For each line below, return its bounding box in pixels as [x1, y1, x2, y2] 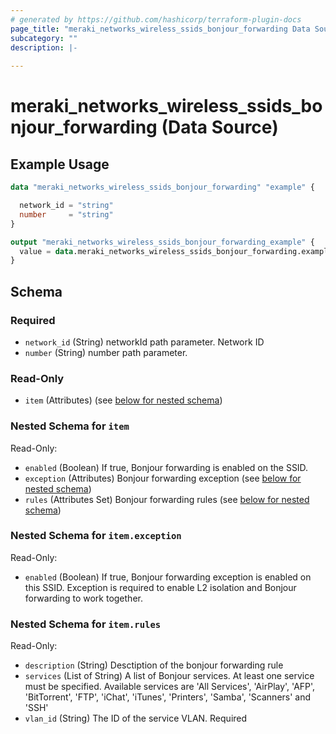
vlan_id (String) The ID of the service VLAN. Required [24, 712, 248, 725]
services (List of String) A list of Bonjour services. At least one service [24, 670, 315, 682]
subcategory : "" [10, 33, 78, 43]
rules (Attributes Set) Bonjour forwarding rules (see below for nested [24, 493, 310, 505]
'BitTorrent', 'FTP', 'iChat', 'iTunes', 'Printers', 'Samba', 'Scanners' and [24, 691, 312, 703]
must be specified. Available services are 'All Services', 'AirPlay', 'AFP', [24, 681, 316, 693]
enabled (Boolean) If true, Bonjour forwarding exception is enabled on [24, 571, 312, 583]
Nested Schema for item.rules [10, 617, 162, 631]
